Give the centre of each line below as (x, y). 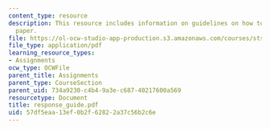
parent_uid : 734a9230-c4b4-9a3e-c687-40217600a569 (95, 90)
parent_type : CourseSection (55, 83)
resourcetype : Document (48, 98)
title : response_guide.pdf (53, 105)
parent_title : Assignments (53, 75)
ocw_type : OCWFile (39, 68)
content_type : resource (48, 16)
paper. (27, 30)
